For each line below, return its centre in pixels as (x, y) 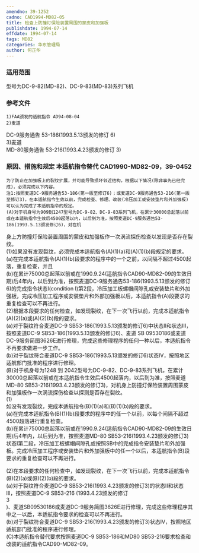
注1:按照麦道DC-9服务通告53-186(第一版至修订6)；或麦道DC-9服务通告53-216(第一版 (98, 193)
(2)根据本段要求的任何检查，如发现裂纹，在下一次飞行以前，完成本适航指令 (98, 311)
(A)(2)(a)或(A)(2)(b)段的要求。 (43, 318)
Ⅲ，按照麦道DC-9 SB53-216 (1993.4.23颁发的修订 (67, 493)
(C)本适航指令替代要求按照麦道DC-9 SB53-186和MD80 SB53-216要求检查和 (99, 536)
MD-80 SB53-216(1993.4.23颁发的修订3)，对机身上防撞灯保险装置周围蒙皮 (97, 385)
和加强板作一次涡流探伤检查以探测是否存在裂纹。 (66, 392)
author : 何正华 (23, 50)
